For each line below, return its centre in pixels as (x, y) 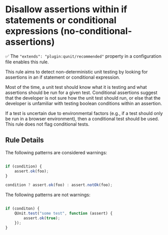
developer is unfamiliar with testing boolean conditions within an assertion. (83, 103)
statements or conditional (61, 20)
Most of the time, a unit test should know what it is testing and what (76, 87)
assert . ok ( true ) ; (42, 218)
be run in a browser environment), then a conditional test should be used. (82, 119)
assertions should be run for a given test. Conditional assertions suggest (81, 92)
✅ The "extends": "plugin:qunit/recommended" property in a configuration (83, 56)
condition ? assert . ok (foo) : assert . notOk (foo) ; (59, 185)
